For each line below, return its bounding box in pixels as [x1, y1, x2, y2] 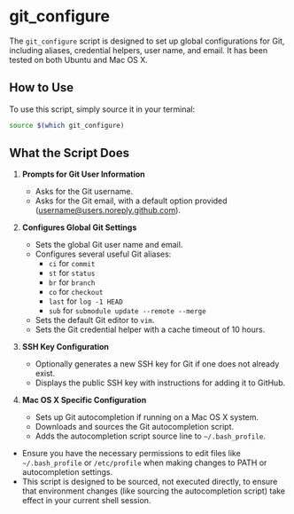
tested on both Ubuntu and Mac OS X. [9, 54, 149, 65]
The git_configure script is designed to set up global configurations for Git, [9, 36, 285, 46]
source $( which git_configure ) [9, 121, 125, 130]
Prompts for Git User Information [21, 169, 146, 179]
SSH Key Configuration [21, 342, 109, 352]
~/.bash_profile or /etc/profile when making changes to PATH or [21, 457, 267, 468]
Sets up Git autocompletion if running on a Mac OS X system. [35, 412, 259, 423]
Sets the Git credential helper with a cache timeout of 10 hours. [35, 324, 266, 335]
